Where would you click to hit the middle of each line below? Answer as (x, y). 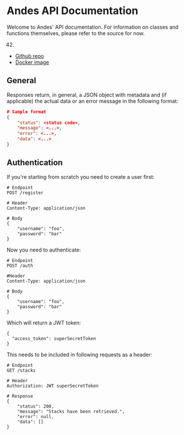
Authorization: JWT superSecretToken (53, 386)
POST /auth (20, 266)
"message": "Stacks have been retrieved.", (71, 412)
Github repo (30, 56)
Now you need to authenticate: (44, 250)
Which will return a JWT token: (44, 322)
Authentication (35, 163)
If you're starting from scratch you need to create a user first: (81, 176)
